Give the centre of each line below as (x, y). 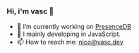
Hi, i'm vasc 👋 (30, 11)
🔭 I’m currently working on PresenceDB (74, 27)
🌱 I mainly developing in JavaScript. (69, 34)
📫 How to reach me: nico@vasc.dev (70, 42)
